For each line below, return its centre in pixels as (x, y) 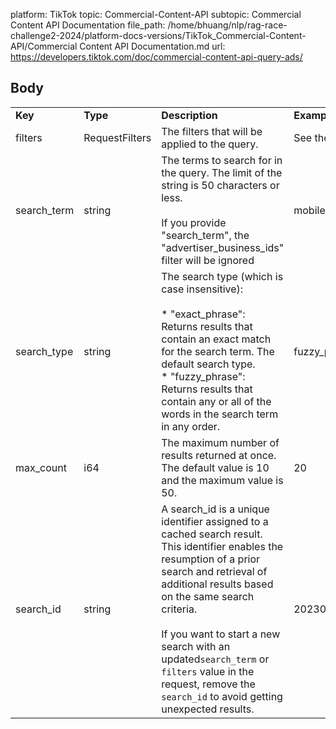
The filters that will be (212, 131)
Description (189, 115)
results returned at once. (219, 455)
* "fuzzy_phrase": (203, 376)
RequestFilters (117, 137)
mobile (309, 210)
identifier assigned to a (215, 521)
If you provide (194, 222)
